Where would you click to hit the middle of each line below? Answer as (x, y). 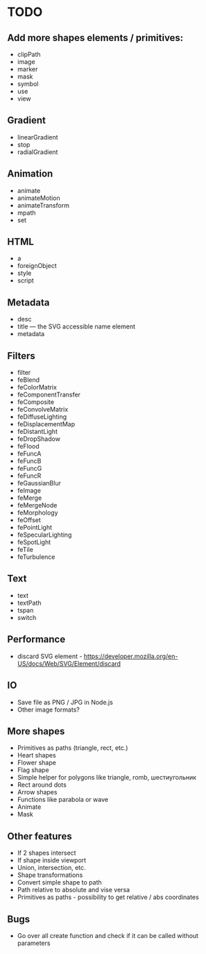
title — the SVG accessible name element (76, 326)
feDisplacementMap (46, 424)
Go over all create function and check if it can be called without (108, 935)
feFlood (28, 446)
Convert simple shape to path (59, 882)
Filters (22, 356)
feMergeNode (37, 505)
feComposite (35, 402)
